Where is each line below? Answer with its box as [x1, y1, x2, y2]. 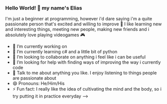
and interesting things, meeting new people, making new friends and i [5, 26, 149, 32]
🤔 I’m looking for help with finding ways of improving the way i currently [12, 59, 161, 65]
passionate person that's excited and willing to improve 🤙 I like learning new [5, 21, 162, 27]
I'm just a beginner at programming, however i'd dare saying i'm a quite [5, 16, 152, 22]
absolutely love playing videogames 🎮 [5, 32, 85, 38]
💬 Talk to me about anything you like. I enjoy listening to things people [12, 70, 157, 76]
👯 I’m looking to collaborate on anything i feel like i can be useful [12, 54, 146, 60]
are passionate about [12, 75, 57, 81]
